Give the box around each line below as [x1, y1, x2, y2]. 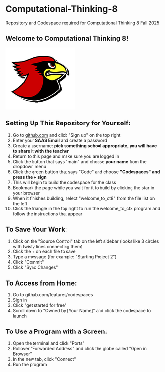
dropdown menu [12, 164, 46, 169]
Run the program [12, 362, 47, 367]
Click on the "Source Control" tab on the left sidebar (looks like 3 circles [12, 238, 159, 244]
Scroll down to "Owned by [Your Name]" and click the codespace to [12, 308, 151, 314]
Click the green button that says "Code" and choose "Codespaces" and [12, 169, 160, 175]
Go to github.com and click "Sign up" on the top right [12, 132, 121, 138]
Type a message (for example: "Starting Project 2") [12, 254, 117, 260]
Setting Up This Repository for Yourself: [5, 119, 131, 127]
